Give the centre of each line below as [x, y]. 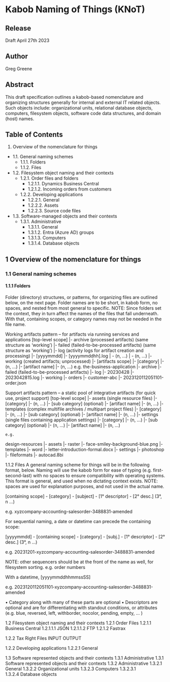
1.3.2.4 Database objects [31, 674]
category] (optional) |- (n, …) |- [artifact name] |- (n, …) [63, 425]
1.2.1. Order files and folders [49, 178]
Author [16, 56]
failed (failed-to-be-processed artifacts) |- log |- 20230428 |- [70, 372]
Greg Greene [19, 69]
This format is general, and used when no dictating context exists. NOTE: [82, 481]
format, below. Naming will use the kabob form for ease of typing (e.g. [79, 470]
